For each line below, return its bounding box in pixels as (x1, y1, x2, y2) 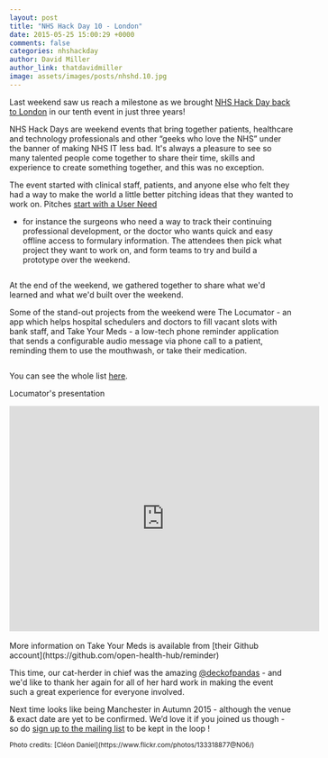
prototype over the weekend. (22, 254, 131, 265)
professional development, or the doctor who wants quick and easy (22, 225, 273, 236)
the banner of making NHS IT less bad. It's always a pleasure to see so (9, 142, 272, 153)
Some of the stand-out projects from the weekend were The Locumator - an (9, 306, 292, 317)
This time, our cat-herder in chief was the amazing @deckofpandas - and (9, 667, 282, 678)
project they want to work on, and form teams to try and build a (22, 244, 258, 255)
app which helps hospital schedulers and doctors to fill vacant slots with (9, 316, 278, 327)
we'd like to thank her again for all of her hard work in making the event (9, 677, 274, 688)
